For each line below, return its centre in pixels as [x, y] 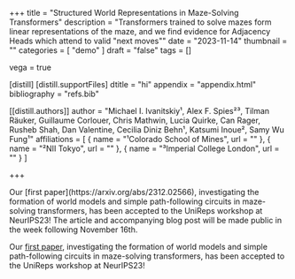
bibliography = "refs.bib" [54, 94]
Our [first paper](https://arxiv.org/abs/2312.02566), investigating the [134, 192]
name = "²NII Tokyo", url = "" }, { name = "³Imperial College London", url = [144, 148]
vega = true [30, 67]
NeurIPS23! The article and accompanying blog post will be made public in [145, 220]
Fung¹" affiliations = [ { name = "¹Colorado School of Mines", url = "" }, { [140, 139]
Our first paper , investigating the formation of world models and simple [139, 247]
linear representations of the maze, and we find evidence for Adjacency [140, 31]
